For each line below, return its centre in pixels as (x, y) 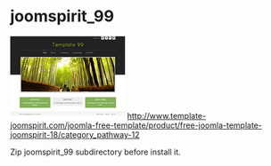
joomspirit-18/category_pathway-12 (75, 134)
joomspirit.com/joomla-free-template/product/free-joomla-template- (136, 125)
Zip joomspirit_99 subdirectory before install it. (95, 152)
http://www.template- (167, 115)
